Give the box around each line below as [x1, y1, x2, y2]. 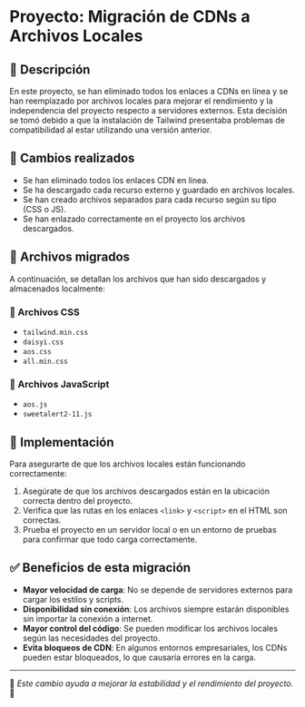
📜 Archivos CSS [9, 306, 80, 319]
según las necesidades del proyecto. [22, 633, 161, 643]
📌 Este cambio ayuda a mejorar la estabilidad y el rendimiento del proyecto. [9, 678, 294, 689]
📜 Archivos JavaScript [9, 378, 110, 390]
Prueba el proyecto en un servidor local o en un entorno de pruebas [22, 525, 277, 535]
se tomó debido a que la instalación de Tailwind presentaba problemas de [9, 115, 286, 125]
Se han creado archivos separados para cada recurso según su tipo [22, 193, 277, 205]
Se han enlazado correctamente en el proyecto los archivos [22, 213, 246, 224]
